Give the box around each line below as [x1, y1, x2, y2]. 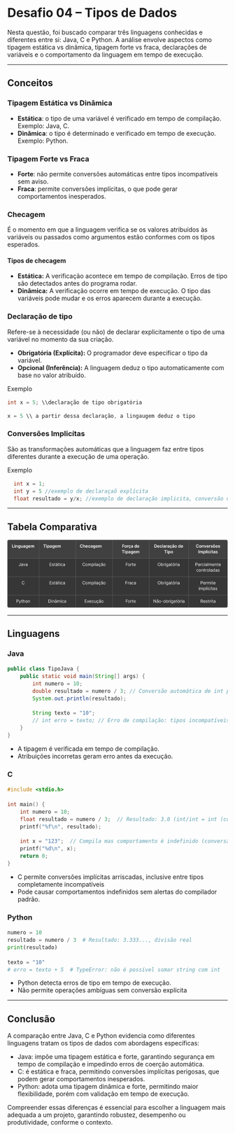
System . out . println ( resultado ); [32, 695, 127, 702]
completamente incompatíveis [17, 880, 105, 888]
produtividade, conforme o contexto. [7, 1118, 113, 1127]
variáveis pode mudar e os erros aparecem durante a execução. [17, 294, 203, 302]
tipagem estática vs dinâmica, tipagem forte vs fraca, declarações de [7, 43, 208, 51]
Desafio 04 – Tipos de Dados [7, 5, 178, 21]
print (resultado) [7, 943, 58, 951]
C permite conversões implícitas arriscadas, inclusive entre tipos [17, 873, 204, 881]
